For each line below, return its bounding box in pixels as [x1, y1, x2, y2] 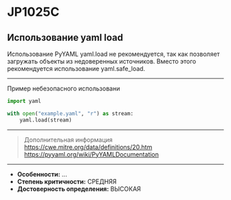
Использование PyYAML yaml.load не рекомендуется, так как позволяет [7, 50, 220, 58]
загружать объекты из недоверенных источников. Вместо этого [7, 57, 197, 66]
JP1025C [7, 4, 60, 20]
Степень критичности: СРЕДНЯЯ [16, 177, 117, 186]
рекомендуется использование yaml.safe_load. [7, 65, 146, 72]
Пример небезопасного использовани [7, 84, 120, 92]
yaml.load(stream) [19, 117, 72, 123]
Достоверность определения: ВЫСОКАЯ [16, 184, 141, 193]
